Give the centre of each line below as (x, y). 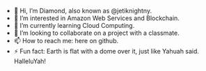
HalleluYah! (30, 61)
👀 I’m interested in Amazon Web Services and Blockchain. (96, 18)
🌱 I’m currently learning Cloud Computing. (74, 25)
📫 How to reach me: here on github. (66, 41)
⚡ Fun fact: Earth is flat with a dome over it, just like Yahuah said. (106, 51)
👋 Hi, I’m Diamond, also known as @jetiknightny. (82, 11)
